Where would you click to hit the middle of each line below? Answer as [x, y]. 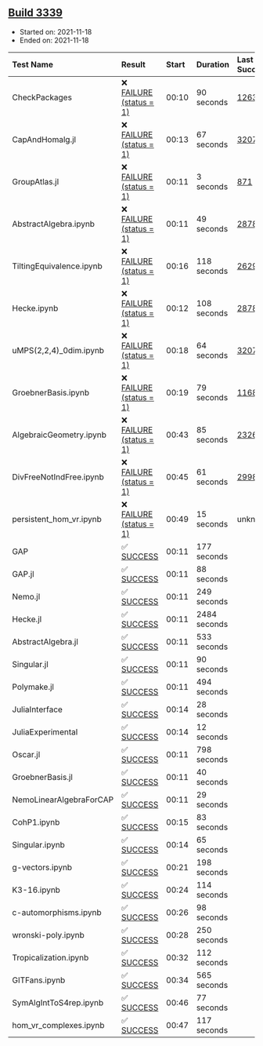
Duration [213, 64]
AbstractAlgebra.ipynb [54, 224]
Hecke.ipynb [35, 308]
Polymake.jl [33, 687]
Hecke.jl [27, 619]
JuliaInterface [37, 709]
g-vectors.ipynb [42, 867]
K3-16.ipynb [36, 890]
